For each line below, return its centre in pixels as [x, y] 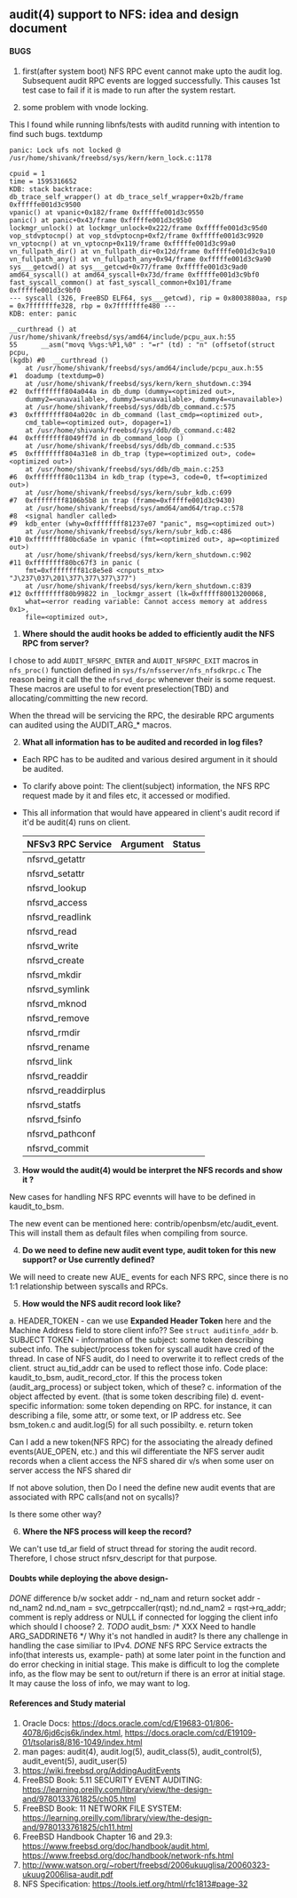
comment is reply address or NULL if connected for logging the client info [144, 1617]
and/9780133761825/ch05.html [79, 1799]
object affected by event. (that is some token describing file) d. [124, 1396]
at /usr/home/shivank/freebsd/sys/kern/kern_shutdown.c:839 [138, 586]
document [38, 29]
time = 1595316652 [43, 181]
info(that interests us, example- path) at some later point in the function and [148, 1654]
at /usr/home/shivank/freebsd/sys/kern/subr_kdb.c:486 [129, 531]
